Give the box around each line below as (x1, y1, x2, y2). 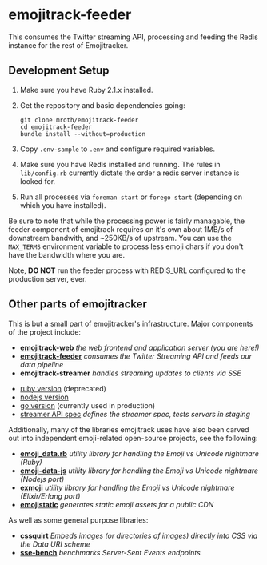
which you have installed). (19, 200, 106, 210)
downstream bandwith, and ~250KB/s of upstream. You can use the (8, 233, 232, 242)
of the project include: (8, 327, 82, 337)
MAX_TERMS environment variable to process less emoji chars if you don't (8, 242, 244, 251)
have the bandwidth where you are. (8, 250, 126, 259)
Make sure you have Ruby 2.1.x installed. (19, 85, 153, 94)
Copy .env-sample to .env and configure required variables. (19, 144, 216, 154)
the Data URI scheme (19, 539, 90, 549)
